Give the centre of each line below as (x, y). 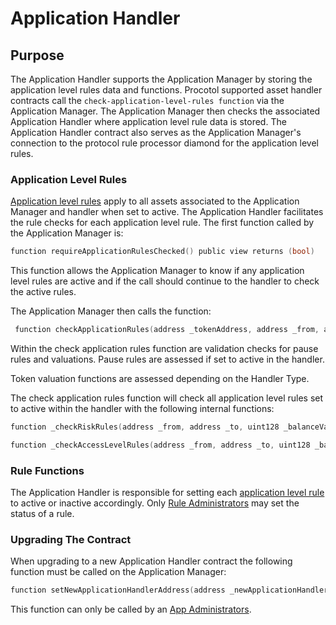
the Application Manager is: (67, 233)
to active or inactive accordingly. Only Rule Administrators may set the (155, 503)
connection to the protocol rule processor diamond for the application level (164, 143)
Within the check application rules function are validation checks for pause (164, 349)
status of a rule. (42, 514)
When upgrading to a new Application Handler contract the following (151, 561)
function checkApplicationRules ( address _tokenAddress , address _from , (167, 330)
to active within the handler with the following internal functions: (142, 409)
